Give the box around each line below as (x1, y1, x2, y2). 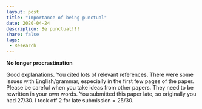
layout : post (6, 8, 39, 15)
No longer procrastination (6, 59, 73, 67)
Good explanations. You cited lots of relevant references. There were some (6, 71, 194, 78)
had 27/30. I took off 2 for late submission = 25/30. (6, 96, 134, 104)
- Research (8, 43, 36, 49)
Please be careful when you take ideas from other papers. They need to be (6, 84, 194, 91)
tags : (6, 37, 20, 43)
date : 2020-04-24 (6, 20, 50, 26)
